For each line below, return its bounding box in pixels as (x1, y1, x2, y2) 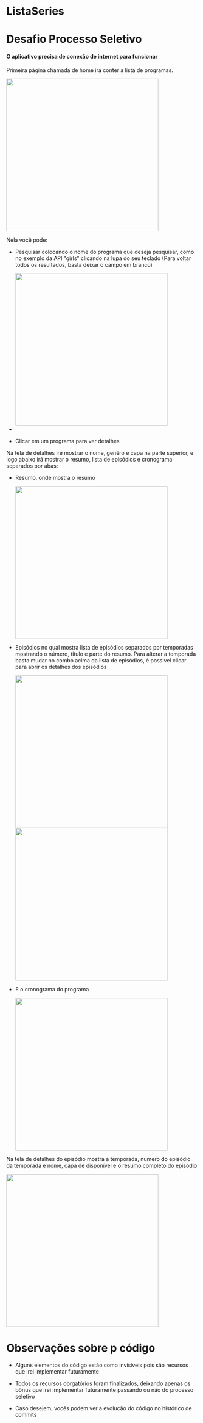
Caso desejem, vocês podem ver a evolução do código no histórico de (15, 1404, 193, 1411)
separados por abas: (6, 462, 58, 469)
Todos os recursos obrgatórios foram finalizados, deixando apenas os (15, 1380, 191, 1387)
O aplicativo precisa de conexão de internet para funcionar (6, 53, 158, 60)
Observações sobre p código (6, 1341, 156, 1355)
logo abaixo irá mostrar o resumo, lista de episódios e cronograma (6, 455, 173, 463)
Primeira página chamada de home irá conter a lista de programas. (6, 66, 173, 74)
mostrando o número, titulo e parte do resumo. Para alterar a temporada (15, 650, 196, 657)
